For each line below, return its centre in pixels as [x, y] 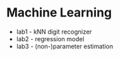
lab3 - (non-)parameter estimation [65, 46]
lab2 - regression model [50, 38]
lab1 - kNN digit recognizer [54, 32]
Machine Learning [59, 13]
